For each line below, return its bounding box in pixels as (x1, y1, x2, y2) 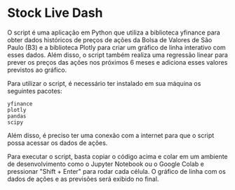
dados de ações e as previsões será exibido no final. (7, 175, 159, 183)
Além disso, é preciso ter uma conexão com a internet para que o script (7, 131, 215, 139)
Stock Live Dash (7, 5, 103, 21)
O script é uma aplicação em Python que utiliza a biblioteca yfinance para (7, 28, 221, 37)
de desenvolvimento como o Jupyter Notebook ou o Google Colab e (7, 160, 205, 168)
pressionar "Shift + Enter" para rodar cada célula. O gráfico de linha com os (7, 167, 226, 175)
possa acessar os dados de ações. (7, 139, 108, 147)
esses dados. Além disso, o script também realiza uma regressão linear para (7, 51, 228, 59)
